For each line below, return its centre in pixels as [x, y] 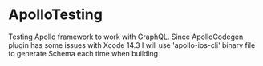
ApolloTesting [55, 15]
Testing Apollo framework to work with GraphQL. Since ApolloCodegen [126, 37]
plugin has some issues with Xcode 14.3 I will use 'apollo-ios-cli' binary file [132, 45]
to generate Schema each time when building [83, 53]
